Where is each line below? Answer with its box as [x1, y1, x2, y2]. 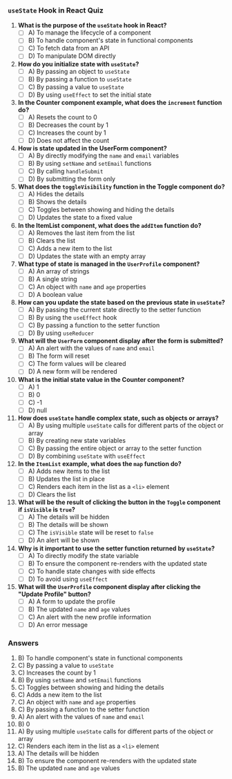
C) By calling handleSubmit [28, 167, 104, 175]
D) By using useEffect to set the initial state [28, 90, 152, 99]
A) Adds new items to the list [28, 467, 110, 475]
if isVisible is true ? [17, 506, 75, 514]
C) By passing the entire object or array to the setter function [28, 444, 202, 452]
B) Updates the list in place [28, 475, 106, 483]
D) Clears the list [28, 490, 76, 499]
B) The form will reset [28, 352, 90, 360]
